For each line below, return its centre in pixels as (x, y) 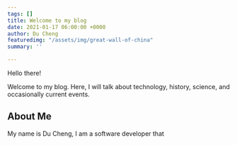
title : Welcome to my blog (47, 21)
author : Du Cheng (33, 34)
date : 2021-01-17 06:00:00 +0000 (57, 27)
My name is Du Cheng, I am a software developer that (86, 133)
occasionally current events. (48, 94)
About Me (29, 116)
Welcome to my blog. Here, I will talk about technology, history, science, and (118, 87)
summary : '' (25, 47)
